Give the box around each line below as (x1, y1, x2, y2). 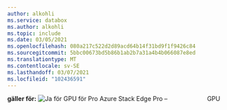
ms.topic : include (7, 29, 61, 37)
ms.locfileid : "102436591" (7, 75, 86, 83)
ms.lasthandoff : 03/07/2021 (7, 69, 90, 76)
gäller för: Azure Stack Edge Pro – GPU (7, 95, 221, 103)
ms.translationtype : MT (7, 56, 77, 63)
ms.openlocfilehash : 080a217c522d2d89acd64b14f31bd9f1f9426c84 (7, 43, 196, 50)
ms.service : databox (7, 17, 68, 24)
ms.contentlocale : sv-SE (7, 62, 80, 69)
